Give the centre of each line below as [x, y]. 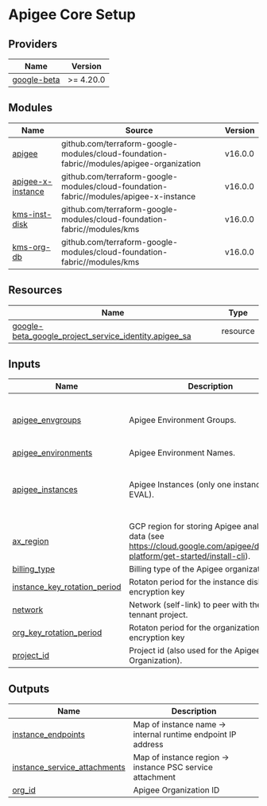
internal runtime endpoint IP [185, 734]
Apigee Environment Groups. [183, 420]
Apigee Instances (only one [180, 485]
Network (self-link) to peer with [188, 605]
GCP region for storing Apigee [185, 526]
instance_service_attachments [69, 767]
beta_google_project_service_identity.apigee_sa [102, 335]
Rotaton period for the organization [194, 628]
